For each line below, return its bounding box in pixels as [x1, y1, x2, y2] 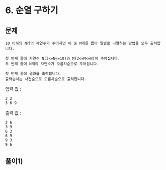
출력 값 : [5, 110, 22, 116]
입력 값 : [5, 86, 22, 92]
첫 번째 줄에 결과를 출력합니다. [5, 71, 62, 76]
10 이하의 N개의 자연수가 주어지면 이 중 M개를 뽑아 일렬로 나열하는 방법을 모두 [5, 41, 148, 46]
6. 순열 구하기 [5, 5, 58, 16]
